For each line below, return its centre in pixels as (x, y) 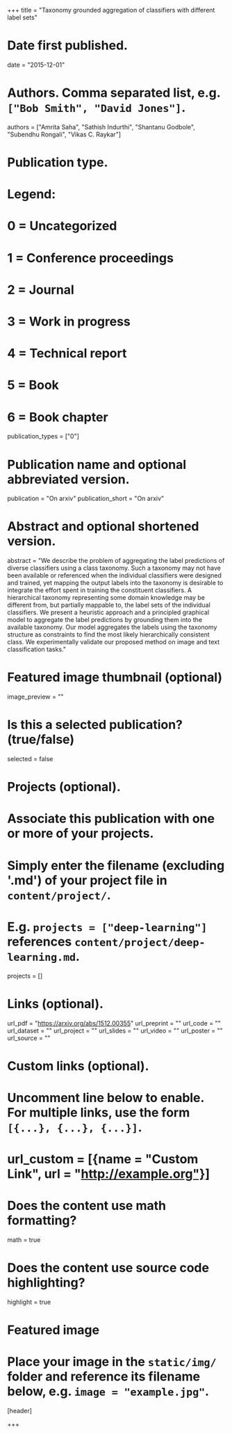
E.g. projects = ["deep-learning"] (107, 926)
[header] (20, 1411)
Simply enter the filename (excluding (116, 865)
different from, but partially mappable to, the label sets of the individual (109, 605)
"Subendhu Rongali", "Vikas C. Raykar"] (64, 134)
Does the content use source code (108, 1268)
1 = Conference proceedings (90, 258)
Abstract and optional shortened (103, 526)
